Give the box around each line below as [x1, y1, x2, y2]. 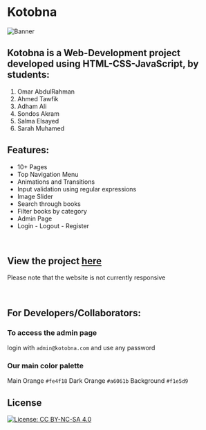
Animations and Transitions [17, 178, 95, 186]
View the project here [7, 255, 102, 267]
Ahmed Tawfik [17, 94, 59, 103]
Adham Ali [17, 102, 47, 110]
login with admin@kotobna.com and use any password [7, 344, 156, 352]
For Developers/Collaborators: [7, 307, 142, 319]
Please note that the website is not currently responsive [7, 273, 166, 282]
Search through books [17, 199, 81, 208]
